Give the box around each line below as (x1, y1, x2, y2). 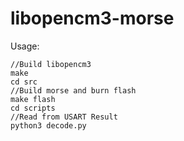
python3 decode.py (10, 120, 87, 131)
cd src (10, 77, 38, 87)
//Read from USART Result (10, 112, 118, 122)
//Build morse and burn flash (10, 85, 137, 96)
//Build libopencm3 (10, 59, 92, 69)
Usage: (10, 40, 40, 52)
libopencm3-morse (10, 7, 175, 30)
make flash (10, 94, 56, 104)
